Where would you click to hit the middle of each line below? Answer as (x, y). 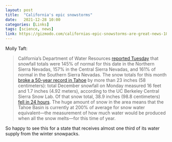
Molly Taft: (16, 48)
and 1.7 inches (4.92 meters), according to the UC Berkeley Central (89, 91)
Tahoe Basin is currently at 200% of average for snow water (81, 107)
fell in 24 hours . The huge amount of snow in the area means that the (91, 102)
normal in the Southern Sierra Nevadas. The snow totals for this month (92, 75)
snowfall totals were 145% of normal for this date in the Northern (86, 64)
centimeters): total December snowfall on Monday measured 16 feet (89, 86)
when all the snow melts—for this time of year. (67, 118)
